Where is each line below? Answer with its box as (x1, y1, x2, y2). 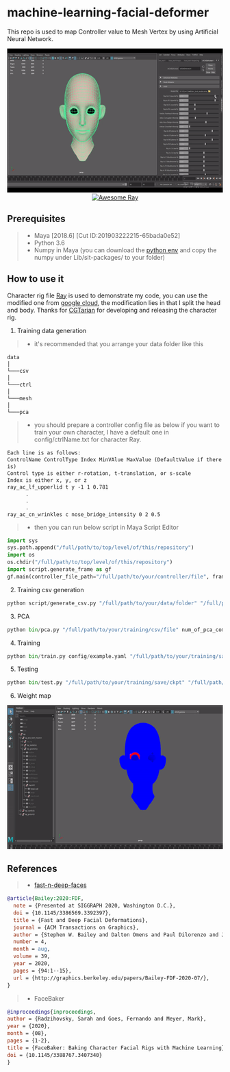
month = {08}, (7, 1030, 48, 1037)
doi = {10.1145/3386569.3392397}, (13, 910, 112, 916)
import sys (7, 537, 38, 544)
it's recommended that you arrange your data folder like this (34, 339, 204, 348)
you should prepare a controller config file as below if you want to (34, 420, 220, 429)
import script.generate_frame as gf (7, 566, 112, 573)
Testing (16, 665, 39, 673)
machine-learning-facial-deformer (7, 5, 209, 21)
